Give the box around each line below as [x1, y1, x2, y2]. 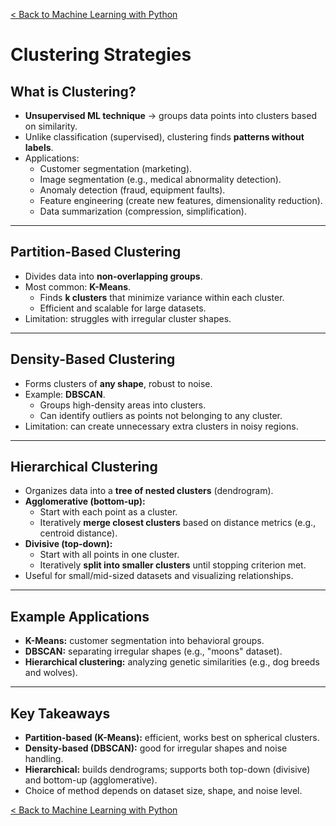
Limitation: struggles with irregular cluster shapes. [24, 312, 232, 324]
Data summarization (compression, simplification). [39, 205, 247, 217]
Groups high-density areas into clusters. [39, 399, 207, 411]
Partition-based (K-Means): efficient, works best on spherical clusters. [24, 732, 320, 744]
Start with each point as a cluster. [39, 506, 178, 518]
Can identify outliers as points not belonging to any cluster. [39, 409, 283, 421]
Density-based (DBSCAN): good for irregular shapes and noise [24, 742, 288, 754]
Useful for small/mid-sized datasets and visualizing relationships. [24, 570, 294, 582]
